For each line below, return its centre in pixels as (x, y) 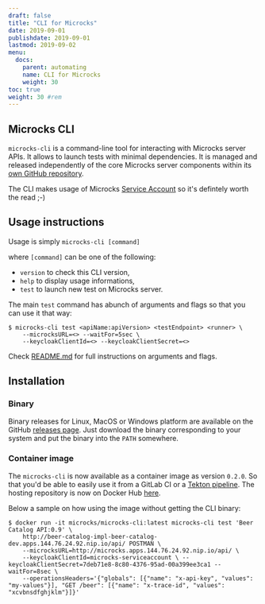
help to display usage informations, (77, 281)
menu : (17, 52)
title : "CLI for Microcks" (53, 23)
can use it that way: (40, 313)
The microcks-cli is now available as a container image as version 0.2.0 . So (133, 476)
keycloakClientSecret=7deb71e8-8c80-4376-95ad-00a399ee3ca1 (110, 564)
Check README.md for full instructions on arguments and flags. (113, 356)
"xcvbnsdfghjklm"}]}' (44, 592)
